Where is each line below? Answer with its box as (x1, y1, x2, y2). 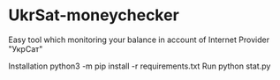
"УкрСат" (8, 43, 43, 54)
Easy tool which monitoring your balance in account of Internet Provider (8, 34, 270, 45)
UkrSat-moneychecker (8, 5, 180, 25)
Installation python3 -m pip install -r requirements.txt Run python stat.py (8, 61, 271, 71)
